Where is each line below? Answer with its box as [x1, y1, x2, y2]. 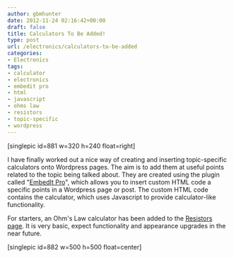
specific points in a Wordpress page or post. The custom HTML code [7, 185, 209, 194]
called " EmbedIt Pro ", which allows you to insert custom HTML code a [7, 177, 211, 186]
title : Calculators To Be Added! [7, 30, 106, 37]
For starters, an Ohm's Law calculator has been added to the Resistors [7, 213, 213, 223]
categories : [7, 50, 42, 57]
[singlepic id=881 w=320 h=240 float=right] [7, 141, 136, 150]
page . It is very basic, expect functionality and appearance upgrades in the [7, 221, 226, 230]
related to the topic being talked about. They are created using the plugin [7, 170, 221, 179]
